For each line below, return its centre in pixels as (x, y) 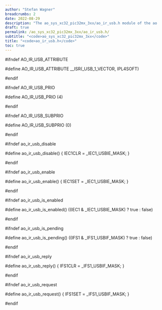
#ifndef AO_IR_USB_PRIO (30, 87)
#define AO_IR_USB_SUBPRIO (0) (38, 125)
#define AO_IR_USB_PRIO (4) (34, 97)
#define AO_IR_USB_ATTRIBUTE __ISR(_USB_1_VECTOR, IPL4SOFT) (72, 69)
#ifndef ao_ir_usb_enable (30, 172)
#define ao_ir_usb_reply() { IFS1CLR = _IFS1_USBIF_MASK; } (65, 266)
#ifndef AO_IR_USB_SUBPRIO (34, 116)
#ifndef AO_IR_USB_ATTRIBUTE (37, 59)
